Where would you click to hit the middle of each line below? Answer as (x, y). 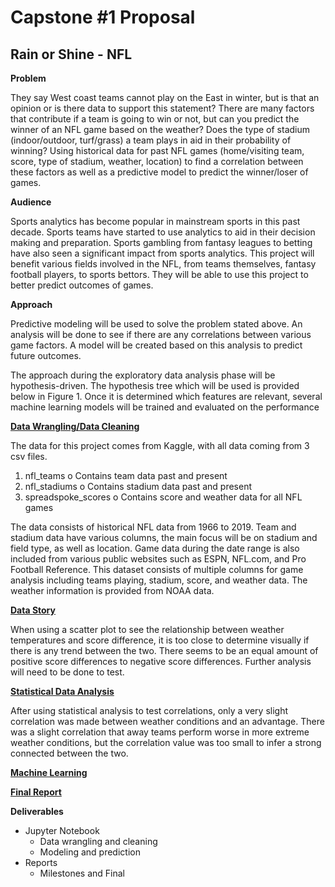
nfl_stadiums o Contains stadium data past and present (138, 486)
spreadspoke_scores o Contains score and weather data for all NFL (163, 497)
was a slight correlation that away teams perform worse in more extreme (160, 732)
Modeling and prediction (90, 852)
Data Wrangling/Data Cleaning (75, 426)
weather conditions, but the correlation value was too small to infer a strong (166, 742)
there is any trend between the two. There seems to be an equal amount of (164, 650)
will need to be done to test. (67, 672)
